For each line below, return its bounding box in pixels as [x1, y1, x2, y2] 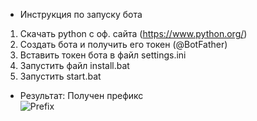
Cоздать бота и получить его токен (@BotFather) [19, 39, 228, 50]
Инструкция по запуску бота [19, 9, 143, 20]
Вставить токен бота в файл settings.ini [19, 49, 187, 61]
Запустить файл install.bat [19, 60, 130, 71]
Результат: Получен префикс [19, 90, 144, 101]
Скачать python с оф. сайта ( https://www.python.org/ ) [19, 28, 248, 39]
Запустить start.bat [19, 70, 102, 82]
